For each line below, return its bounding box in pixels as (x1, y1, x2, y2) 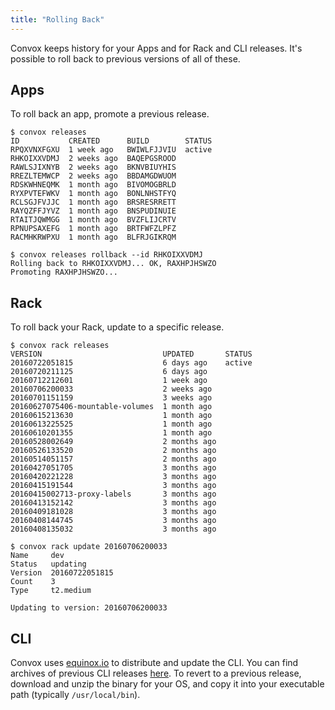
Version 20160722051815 (10, 568, 114, 578)
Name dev (10, 551, 65, 561)
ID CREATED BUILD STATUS (10, 136, 213, 146)
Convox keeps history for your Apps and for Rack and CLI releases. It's (10, 42, 303, 54)
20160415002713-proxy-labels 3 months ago (10, 489, 217, 500)
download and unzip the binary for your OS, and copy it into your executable (10, 678, 325, 690)
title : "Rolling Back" (10, 14, 105, 25)
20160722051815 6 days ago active (10, 358, 253, 368)
